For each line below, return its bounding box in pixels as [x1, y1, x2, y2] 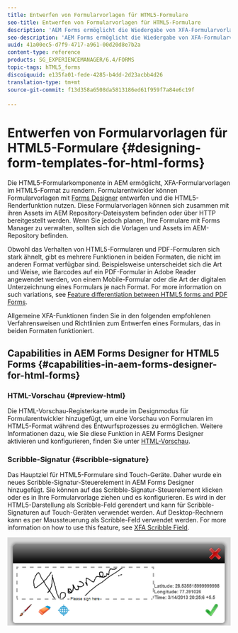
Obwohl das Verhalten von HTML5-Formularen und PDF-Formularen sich [7, 245, 220, 254]
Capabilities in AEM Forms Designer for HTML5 [7, 347, 220, 359]
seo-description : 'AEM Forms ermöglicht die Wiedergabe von [7, 34, 189, 41]
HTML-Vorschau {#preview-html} [7, 391, 126, 400]
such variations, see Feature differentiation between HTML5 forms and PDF [7, 291, 228, 299]
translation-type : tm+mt [7, 79, 81, 86]
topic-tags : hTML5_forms [7, 64, 81, 71]
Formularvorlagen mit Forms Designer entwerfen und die [7, 194, 174, 202]
